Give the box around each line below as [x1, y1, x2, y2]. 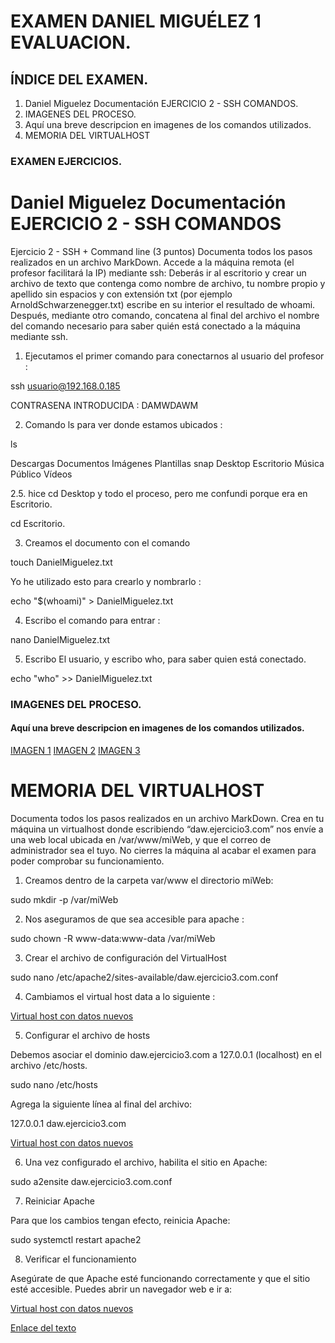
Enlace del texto [10, 1321, 77, 1334]
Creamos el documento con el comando [24, 536, 191, 549]
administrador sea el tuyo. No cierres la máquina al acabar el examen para [10, 844, 317, 856]
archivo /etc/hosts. [10, 1059, 88, 1071]
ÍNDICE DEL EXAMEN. [10, 71, 149, 88]
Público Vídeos [10, 468, 73, 480]
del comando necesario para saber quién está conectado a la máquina [10, 320, 301, 332]
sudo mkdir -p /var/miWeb [10, 893, 119, 905]
